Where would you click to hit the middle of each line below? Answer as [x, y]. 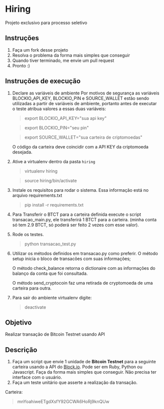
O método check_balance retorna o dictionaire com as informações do [84, 268]
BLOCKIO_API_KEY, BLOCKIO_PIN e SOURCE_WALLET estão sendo [81, 98]
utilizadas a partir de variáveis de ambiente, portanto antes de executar [84, 103]
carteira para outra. [32, 288]
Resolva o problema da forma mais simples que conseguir [71, 55]
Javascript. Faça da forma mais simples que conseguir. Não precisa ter [84, 372]
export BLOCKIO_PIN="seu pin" [57, 128]
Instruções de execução [43, 81]
